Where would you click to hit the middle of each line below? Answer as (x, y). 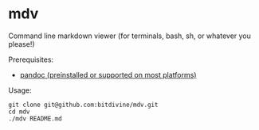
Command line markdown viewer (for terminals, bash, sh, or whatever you (129, 36)
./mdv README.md (35, 119)
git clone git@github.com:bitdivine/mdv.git (83, 105)
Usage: (20, 90)
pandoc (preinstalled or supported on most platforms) (108, 75)
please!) (22, 44)
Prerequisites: (31, 59)
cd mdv (19, 112)
